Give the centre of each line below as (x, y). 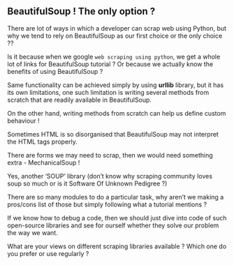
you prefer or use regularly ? (48, 253)
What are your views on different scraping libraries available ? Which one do (117, 246)
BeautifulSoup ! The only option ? (81, 12)
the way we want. (32, 232)
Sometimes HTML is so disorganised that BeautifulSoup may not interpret (113, 134)
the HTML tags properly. (43, 142)
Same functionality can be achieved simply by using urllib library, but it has (116, 85)
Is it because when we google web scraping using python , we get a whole (114, 56)
